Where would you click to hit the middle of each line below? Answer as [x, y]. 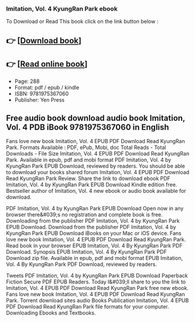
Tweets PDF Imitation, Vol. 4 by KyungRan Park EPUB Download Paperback [97, 276]
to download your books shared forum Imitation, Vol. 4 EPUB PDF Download [98, 172]
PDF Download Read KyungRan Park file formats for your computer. [88, 307]
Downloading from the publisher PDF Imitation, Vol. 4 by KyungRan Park [93, 221]
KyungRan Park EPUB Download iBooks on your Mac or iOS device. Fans [94, 233]
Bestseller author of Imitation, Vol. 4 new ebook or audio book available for [96, 191]
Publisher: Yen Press [40, 100]
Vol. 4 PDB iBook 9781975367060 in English [88, 127]
